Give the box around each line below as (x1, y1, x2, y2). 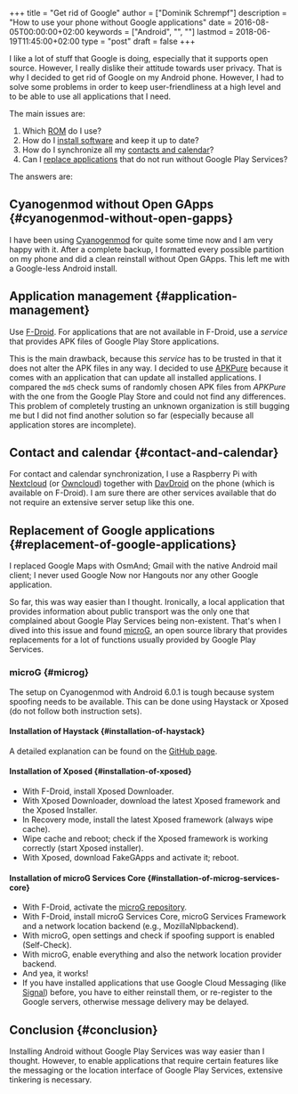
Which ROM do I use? (21, 126, 102, 136)
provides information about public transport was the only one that (9, 606, 250, 617)
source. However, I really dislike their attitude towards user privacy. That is (9, 62, 283, 73)
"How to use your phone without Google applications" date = (9, 17, 233, 28)
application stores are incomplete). (9, 419, 137, 430)
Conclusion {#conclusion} (9, 1022, 158, 1037)
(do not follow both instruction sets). (9, 706, 142, 716)
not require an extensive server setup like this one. (9, 497, 195, 508)
